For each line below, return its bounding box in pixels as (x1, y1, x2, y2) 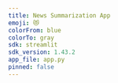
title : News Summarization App (8, 11, 111, 20)
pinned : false (8, 63, 55, 71)
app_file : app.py (8, 56, 65, 64)
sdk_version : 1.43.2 (8, 48, 76, 56)
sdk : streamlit (8, 41, 58, 49)
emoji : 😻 (8, 19, 39, 27)
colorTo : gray (8, 33, 55, 42)
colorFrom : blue (8, 26, 61, 34)
